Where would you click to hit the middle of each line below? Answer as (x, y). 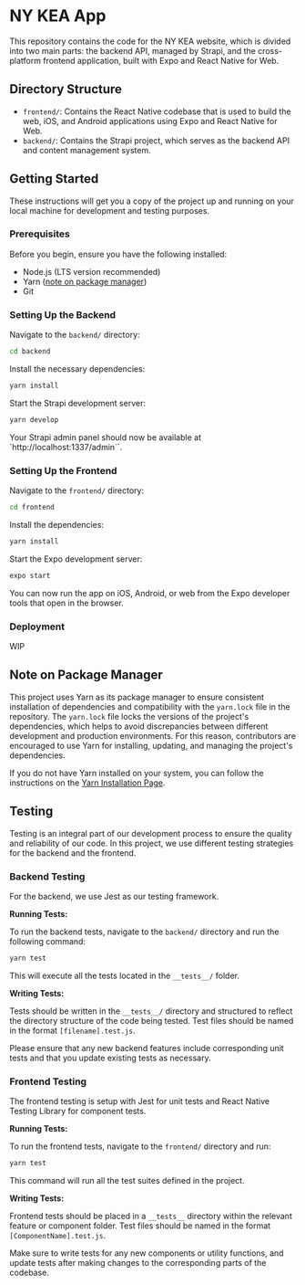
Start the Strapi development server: (77, 403)
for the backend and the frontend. (73, 853)
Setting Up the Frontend (63, 470)
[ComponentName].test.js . (58, 1235)
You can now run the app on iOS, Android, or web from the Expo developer (150, 593)
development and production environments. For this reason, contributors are (153, 735)
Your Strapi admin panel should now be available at (106, 437)
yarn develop (34, 420)
